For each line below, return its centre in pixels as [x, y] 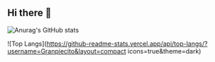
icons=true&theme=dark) [164, 51]
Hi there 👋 [29, 13]
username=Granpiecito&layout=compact [67, 51]
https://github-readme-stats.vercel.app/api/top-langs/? [127, 44]
